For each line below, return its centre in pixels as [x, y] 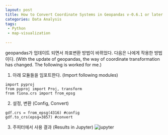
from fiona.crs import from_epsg [40, 93]
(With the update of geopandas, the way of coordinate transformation [88, 59]
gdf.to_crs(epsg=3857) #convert [39, 117]
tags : [11, 24]
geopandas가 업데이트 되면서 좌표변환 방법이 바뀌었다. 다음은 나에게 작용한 [79, 53]
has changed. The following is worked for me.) [54, 64]
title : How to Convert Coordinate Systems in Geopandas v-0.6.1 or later [84, 15]
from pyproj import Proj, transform [44, 89]
